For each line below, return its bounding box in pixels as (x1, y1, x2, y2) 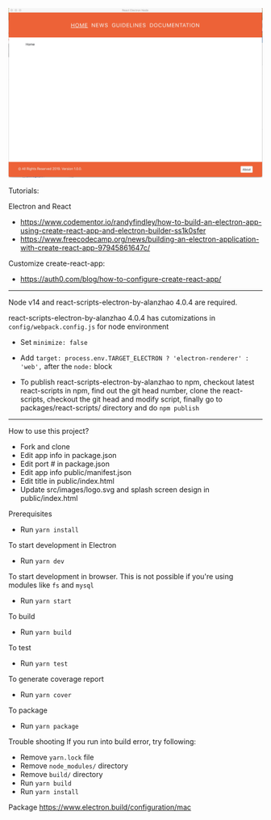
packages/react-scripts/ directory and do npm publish (19, 403, 200, 413)
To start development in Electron (8, 540, 117, 550)
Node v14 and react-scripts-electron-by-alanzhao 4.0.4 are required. (8, 297, 238, 307)
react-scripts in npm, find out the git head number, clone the (19, 386, 221, 396)
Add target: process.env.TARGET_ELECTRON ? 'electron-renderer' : (19, 353, 249, 363)
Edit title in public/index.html (19, 477, 115, 486)
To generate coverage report (8, 675, 105, 684)
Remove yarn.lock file (19, 752, 94, 763)
